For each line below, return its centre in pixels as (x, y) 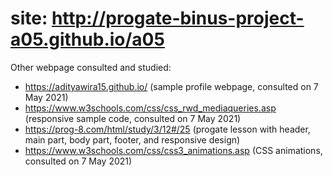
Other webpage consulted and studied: (91, 67)
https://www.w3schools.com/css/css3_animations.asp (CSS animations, (173, 150)
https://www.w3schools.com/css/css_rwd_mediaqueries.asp (150, 108)
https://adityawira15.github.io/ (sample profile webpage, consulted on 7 (171, 86)
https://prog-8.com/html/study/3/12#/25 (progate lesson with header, (167, 129)
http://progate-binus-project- (178, 18)
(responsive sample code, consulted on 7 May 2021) (133, 118)
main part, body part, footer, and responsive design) (132, 139)
